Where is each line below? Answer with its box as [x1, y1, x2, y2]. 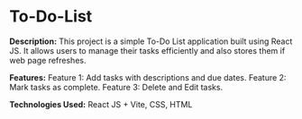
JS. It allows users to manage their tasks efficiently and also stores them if [9, 45, 286, 55]
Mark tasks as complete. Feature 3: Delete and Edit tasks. [9, 81, 224, 92]
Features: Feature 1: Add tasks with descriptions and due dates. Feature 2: [9, 72, 287, 82]
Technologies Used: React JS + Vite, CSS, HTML [9, 98, 193, 109]
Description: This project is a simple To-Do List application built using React [9, 36, 293, 47]
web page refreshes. [9, 55, 87, 65]
